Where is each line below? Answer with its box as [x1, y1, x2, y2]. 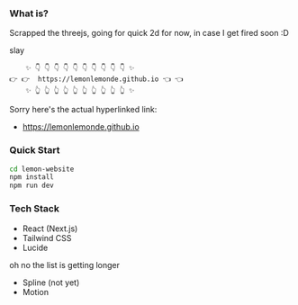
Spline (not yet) [22, 277, 80, 288]
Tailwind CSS [22, 232, 72, 243]
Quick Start [9, 144, 60, 157]
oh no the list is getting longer [9, 259, 120, 270]
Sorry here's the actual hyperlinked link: [9, 104, 158, 115]
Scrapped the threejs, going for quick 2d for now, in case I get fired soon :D [9, 28, 290, 39]
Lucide [22, 242, 49, 253]
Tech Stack [9, 202, 60, 215]
